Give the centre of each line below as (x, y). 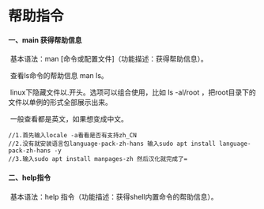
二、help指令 (30, 177)
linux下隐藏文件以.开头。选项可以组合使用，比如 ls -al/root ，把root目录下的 (133, 92)
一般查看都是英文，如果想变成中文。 (69, 119)
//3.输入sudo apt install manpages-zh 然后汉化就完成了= (98, 159)
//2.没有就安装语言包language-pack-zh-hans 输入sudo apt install (112, 144)
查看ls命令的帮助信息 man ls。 (59, 76)
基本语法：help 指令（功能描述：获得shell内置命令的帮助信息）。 (114, 196)
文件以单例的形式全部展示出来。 (60, 103)
